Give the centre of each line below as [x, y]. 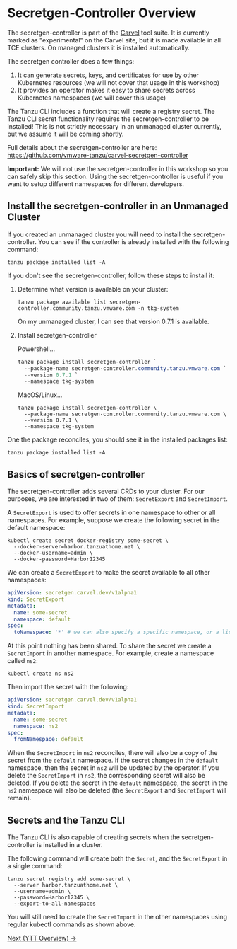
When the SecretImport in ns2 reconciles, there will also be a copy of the [113, 753]
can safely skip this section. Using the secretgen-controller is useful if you [115, 176]
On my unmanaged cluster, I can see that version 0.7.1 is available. [113, 321]
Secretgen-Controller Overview [102, 13]
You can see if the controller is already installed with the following [133, 241]
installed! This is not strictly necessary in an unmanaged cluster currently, [115, 126]
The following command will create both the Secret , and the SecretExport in [117, 858]
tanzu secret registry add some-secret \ [69, 879]
